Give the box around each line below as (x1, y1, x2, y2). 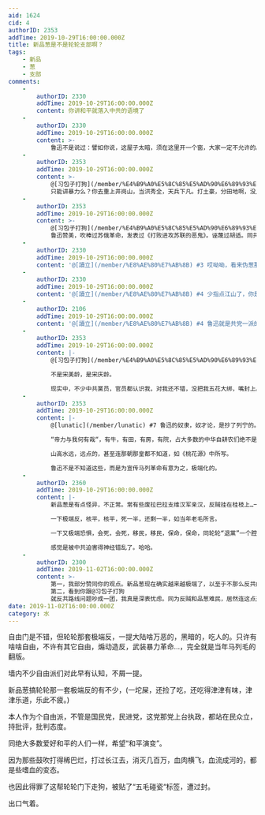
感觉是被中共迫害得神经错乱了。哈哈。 (50, 544, 156, 551)
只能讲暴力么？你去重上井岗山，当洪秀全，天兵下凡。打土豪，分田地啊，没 (50, 187, 256, 196)
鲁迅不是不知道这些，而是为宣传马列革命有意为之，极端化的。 (50, 464, 221, 472)
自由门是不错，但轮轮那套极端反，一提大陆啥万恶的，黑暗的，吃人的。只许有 (8, 632, 257, 641)
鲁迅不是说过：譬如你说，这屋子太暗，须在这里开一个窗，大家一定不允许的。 (50, 144, 262, 151)
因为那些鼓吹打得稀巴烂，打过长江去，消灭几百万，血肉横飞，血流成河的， (8, 755, 250, 765)
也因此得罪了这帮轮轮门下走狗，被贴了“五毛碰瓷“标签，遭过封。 (8, 782, 215, 791)
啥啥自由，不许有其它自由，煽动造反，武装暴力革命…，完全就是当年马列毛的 (8, 642, 256, 652)
